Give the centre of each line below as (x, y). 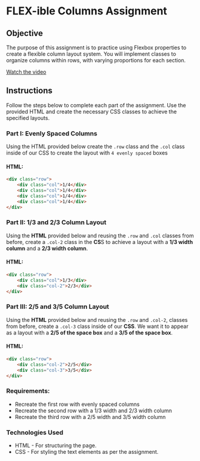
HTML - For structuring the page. (56, 445)
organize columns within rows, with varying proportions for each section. (96, 60)
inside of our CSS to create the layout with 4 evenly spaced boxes (87, 153)
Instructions (29, 91)
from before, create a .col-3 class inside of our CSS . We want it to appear (97, 326)
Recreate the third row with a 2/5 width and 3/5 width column (90, 417)
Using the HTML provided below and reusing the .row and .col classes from (100, 236)
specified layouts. (28, 117)
